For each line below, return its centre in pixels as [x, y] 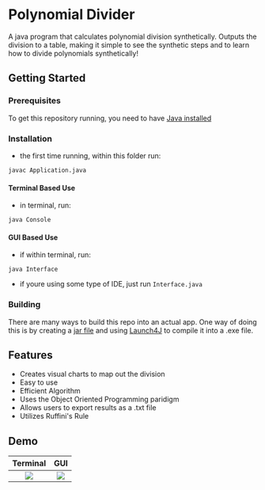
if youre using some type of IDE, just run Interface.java [111, 284]
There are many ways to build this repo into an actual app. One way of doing [132, 321]
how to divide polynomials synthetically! [73, 53]
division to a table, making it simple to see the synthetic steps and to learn [129, 44]
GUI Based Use [33, 237]
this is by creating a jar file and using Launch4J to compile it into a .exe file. [131, 330]
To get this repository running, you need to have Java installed [110, 118]
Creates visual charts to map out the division [92, 374]
